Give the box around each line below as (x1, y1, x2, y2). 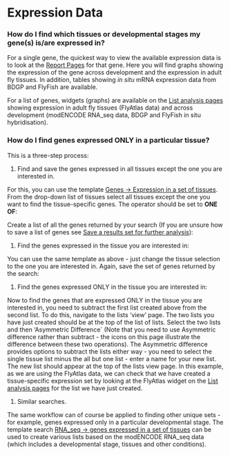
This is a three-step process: (7, 151, 89, 159)
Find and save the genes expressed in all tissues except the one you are (17, 164, 222, 173)
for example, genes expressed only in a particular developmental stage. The (7, 418, 224, 426)
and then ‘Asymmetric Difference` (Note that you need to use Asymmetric (7, 325, 216, 334)
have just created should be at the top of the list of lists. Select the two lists (7, 318, 221, 326)
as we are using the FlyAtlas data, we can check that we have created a (7, 369, 211, 377)
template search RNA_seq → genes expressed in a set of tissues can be (7, 425, 212, 434)
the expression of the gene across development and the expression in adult (7, 68, 222, 77)
